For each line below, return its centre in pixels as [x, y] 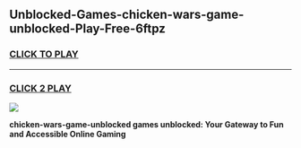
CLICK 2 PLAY [40, 88]
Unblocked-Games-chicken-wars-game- [127, 15]
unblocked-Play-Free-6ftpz [87, 29]
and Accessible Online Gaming [68, 134]
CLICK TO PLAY [44, 55]
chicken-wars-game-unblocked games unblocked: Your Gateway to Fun [146, 124]
